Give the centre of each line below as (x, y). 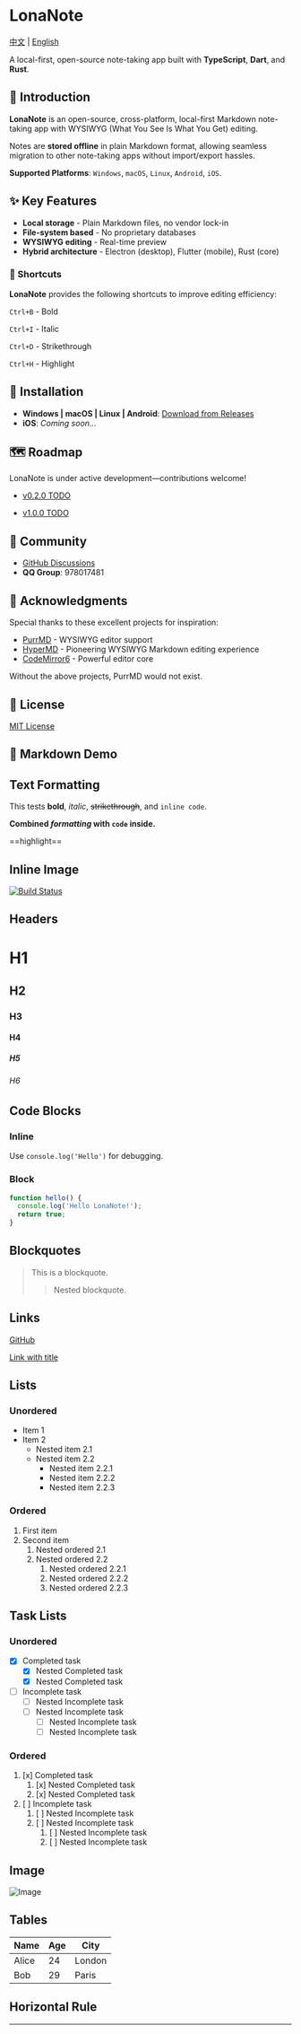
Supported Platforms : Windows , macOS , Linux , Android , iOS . (116, 172)
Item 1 (33, 1430)
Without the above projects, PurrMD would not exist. (106, 676)
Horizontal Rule (53, 2007)
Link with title (34, 1357)
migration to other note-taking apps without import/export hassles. (132, 155)
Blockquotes (45, 1251)
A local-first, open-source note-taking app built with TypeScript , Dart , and (147, 59)
